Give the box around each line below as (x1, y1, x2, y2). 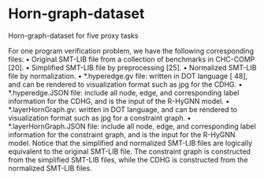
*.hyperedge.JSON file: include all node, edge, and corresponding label (8, 88, 240, 97)
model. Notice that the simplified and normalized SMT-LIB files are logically (8, 138, 253, 147)
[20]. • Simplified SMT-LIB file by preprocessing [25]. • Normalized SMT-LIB (8, 62, 257, 72)
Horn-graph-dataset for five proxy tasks (8, 31, 139, 40)
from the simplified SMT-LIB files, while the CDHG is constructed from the (8, 155, 248, 164)
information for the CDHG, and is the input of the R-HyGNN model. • (8, 96, 230, 106)
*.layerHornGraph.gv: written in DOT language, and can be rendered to (8, 104, 238, 114)
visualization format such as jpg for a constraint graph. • (8, 113, 191, 122)
